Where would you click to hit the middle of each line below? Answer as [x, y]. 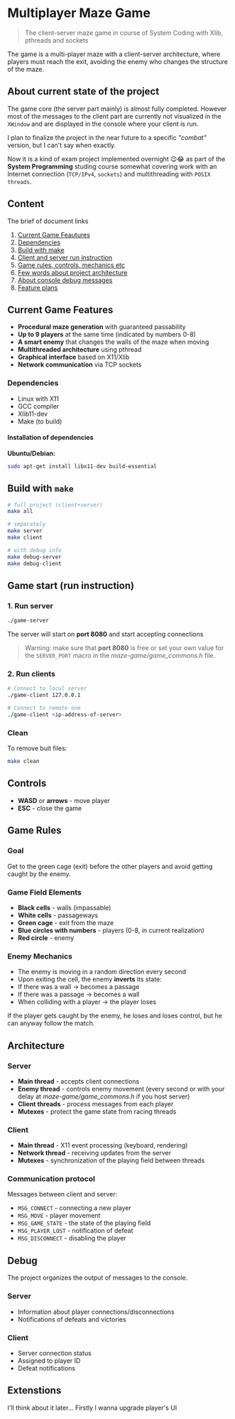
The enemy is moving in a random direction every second [102, 972]
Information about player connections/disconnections [96, 1312]
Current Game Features [60, 309]
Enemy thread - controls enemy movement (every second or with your [121, 1089]
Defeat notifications [47, 1368]
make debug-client [34, 563]
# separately [27, 524]
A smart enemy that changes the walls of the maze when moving [113, 342]
